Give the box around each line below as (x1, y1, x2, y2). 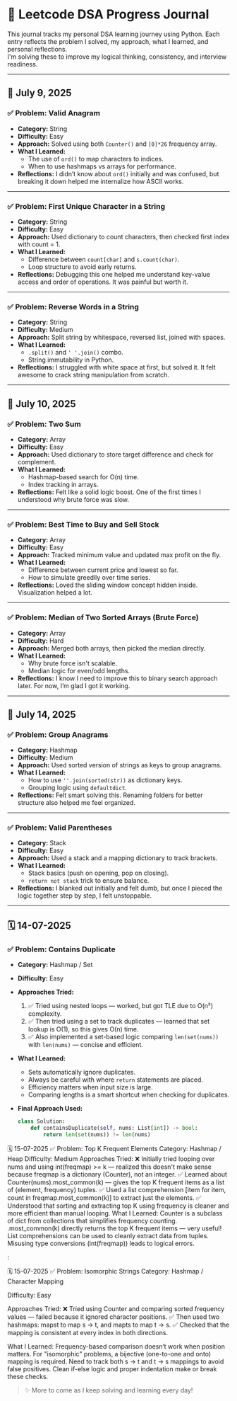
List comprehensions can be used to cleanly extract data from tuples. (7, 1231, 209, 1240)
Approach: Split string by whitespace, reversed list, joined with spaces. (17, 333, 226, 342)
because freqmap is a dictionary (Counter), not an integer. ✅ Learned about (7, 1170, 228, 1178)
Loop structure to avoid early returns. (28, 262, 137, 271)
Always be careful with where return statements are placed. (28, 1075, 203, 1084)
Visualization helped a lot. (17, 588, 93, 597)
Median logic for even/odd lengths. (28, 666, 130, 675)
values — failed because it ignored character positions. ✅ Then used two (7, 1313, 220, 1321)
